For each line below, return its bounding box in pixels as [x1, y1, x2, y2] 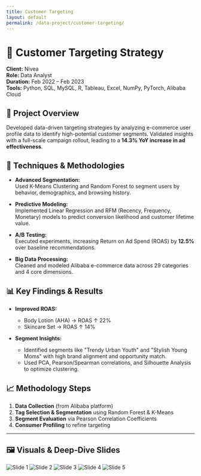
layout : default [6, 14, 47, 20]
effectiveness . [6, 143, 43, 150]
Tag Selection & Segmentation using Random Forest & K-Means [14, 408, 174, 416]
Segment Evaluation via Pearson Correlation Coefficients [14, 415, 157, 422]
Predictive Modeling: [14, 200, 68, 208]
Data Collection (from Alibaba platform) [14, 402, 114, 410]
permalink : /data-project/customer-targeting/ [6, 20, 124, 26]
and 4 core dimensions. [14, 268, 74, 275]
